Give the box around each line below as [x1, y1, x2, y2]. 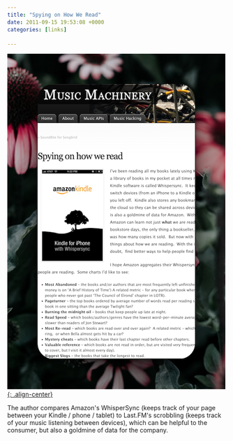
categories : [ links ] [7, 26, 68, 33]
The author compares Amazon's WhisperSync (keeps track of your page [7, 404, 216, 412]
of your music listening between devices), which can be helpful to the [7, 419, 208, 427]
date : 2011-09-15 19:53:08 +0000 [7, 18, 105, 26]
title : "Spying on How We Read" [7, 11, 101, 18]
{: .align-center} [7, 390, 54, 398]
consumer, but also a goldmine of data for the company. [7, 426, 169, 435]
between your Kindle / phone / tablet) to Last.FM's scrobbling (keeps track [7, 411, 222, 419]
